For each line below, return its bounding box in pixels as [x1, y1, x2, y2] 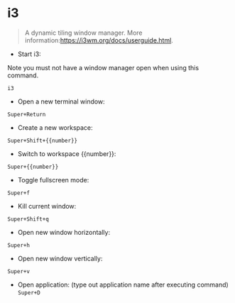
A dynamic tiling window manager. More [24, 28, 143, 37]
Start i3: [17, 50, 41, 58]
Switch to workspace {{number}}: [17, 149, 116, 158]
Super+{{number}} [7, 163, 59, 170]
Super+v [7, 268, 31, 275]
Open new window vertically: [17, 254, 103, 263]
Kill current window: [17, 202, 77, 210]
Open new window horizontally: [17, 228, 111, 236]
